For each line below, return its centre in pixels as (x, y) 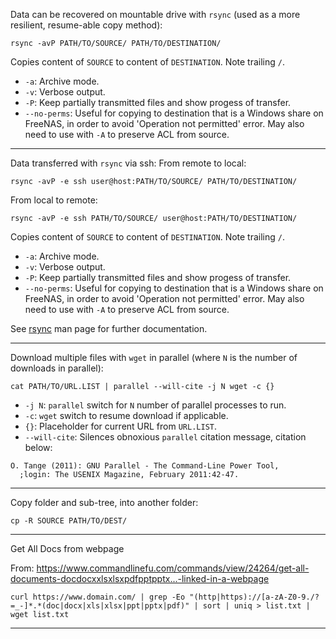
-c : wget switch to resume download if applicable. (126, 415)
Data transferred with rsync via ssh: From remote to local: (128, 163)
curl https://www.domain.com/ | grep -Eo (98, 597)
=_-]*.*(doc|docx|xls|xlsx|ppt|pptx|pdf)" (100, 606)
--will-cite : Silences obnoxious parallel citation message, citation (165, 437)
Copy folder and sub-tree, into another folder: (104, 502)
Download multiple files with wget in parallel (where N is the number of (154, 357)
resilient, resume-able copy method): (86, 25)
